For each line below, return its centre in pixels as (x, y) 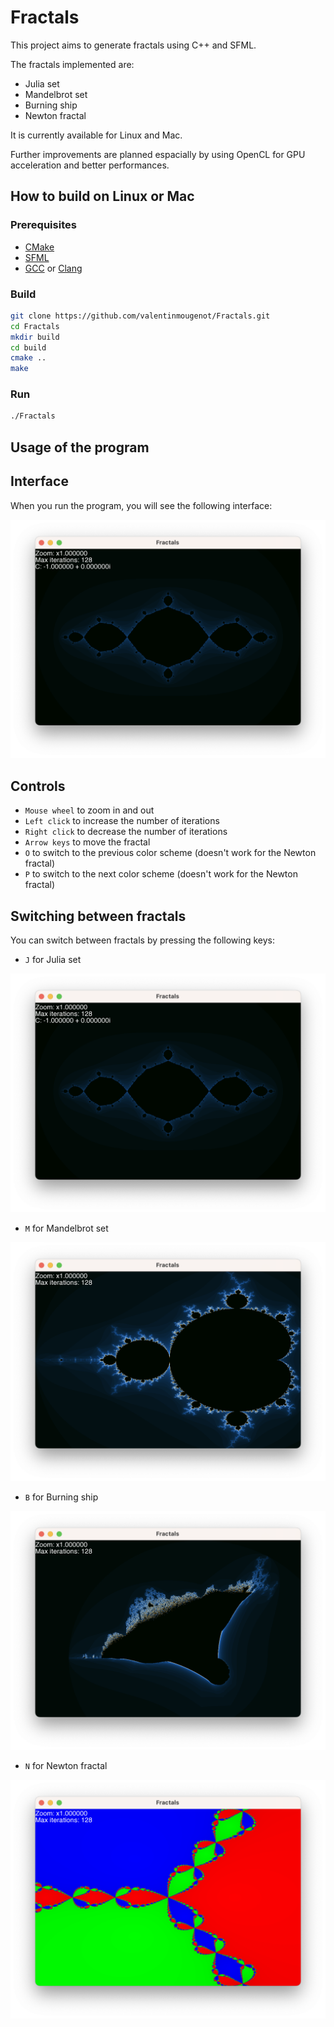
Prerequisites (43, 225)
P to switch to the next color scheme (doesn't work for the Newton (161, 874)
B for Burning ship (61, 1497)
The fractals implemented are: (72, 64)
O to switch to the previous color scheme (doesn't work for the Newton (170, 853)
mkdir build (35, 337)
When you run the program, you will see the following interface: (141, 505)
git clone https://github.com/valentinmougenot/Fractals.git (140, 316)
